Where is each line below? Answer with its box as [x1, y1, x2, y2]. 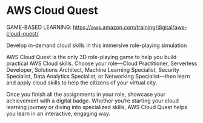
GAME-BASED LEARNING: [6, 24, 72, 31]
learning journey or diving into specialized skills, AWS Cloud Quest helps [6, 103, 188, 110]
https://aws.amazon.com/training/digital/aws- [72, 24, 187, 31]
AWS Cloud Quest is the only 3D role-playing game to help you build [6, 53, 177, 60]
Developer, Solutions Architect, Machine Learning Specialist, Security [6, 66, 180, 73]
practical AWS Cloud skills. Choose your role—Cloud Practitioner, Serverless [6, 60, 198, 67]
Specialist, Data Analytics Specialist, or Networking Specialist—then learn [6, 72, 190, 80]
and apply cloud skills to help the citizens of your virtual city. [6, 79, 158, 86]
